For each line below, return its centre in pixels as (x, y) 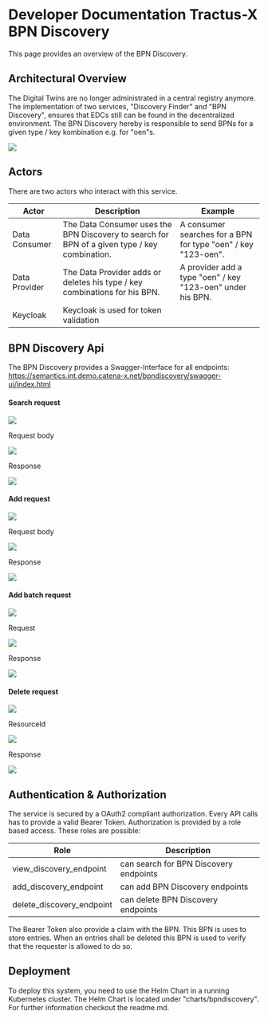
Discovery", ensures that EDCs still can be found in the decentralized (122, 115)
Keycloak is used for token (112, 310)
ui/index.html (30, 384)
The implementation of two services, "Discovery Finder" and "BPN (118, 106)
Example (218, 210)
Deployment (39, 972)
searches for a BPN (216, 234)
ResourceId (27, 724)
